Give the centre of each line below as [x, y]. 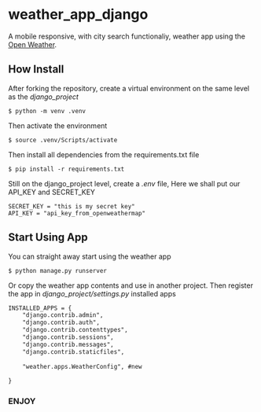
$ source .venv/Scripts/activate [63, 140]
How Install [36, 70]
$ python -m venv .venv [47, 111]
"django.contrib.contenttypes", [75, 330]
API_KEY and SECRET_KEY [52, 192]
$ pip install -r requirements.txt [66, 169]
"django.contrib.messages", [68, 344]
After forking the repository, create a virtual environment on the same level [129, 88]
